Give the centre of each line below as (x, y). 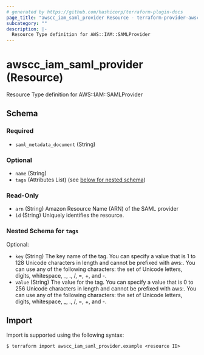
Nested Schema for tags (42, 231)
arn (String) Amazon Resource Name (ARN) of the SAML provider (97, 209)
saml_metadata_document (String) (55, 144)
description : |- (27, 29)
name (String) (31, 174)
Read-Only (23, 195)
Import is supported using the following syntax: (65, 335)
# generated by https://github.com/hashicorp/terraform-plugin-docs (95, 12)
